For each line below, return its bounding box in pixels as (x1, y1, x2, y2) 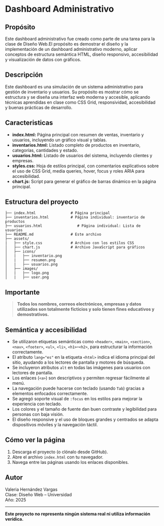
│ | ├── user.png (5, 275, 49, 280)
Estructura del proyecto (5, 198, 79, 206)
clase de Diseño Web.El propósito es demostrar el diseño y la (5, 41, 128, 47)
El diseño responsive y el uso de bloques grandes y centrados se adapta (12, 416, 159, 422)
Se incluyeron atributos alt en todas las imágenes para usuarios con (12, 365, 150, 371)
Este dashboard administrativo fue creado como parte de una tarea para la (5, 36, 155, 42)
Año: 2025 (5, 497, 26, 503)
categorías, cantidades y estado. (12, 147, 78, 153)
